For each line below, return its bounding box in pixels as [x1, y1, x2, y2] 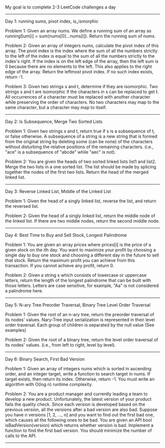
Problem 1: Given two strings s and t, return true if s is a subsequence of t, [5, 128, 155, 134]
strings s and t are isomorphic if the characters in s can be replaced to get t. [5, 89, 159, 95]
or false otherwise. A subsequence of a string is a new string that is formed [5, 133, 158, 139]
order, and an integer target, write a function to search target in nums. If [5, 371, 151, 377]
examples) [5, 327, 27, 333]
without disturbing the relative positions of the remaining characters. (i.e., [5, 144, 154, 150]
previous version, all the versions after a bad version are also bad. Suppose [5, 407, 158, 413]
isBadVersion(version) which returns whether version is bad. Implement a [5, 422, 154, 428]
